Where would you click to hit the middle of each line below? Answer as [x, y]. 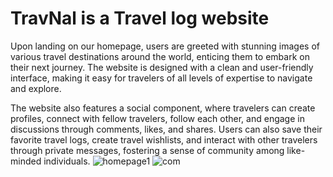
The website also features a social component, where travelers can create [163, 108]
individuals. [67, 161]
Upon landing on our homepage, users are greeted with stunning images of [165, 46]
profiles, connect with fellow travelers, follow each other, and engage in [157, 118]
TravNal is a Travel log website [140, 18]
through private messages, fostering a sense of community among [147, 150]
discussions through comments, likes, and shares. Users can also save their [166, 129]
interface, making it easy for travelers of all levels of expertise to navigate [161, 78]
